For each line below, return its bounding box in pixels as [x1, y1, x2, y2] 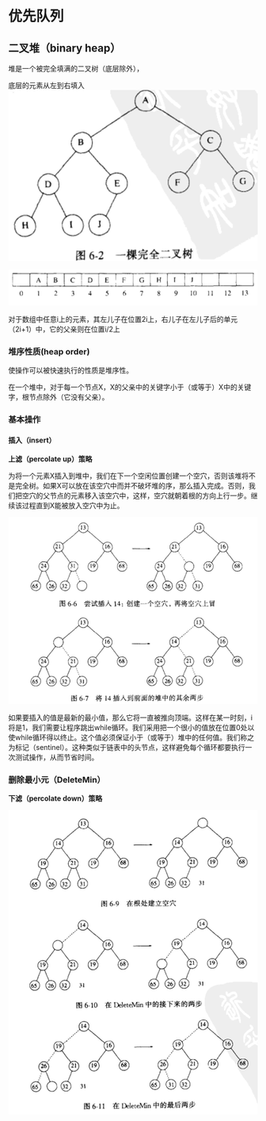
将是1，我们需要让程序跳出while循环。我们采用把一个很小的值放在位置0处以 [8, 722, 255, 732]
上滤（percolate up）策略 [8, 454, 93, 464]
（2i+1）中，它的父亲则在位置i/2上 [8, 324, 120, 334]
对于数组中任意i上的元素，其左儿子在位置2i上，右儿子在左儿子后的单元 [8, 314, 238, 323]
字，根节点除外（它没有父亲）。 [8, 392, 109, 402]
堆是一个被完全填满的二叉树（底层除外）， [8, 64, 144, 73]
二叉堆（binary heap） [8, 41, 121, 55]
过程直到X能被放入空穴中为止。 [21, 501, 124, 511]
